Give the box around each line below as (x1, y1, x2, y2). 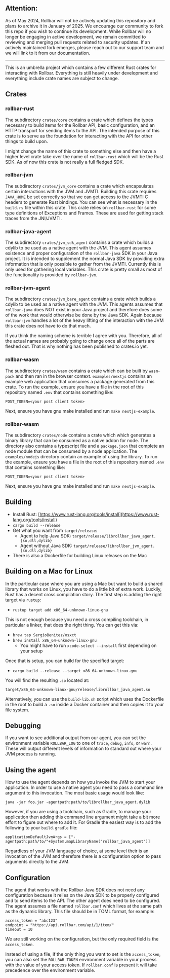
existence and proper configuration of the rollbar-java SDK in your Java (5, 250, 158, 257)
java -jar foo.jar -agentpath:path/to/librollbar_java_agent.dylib (5, 800, 151, 805)
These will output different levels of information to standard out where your (5, 745, 162, 752)
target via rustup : (5, 597, 41, 603)
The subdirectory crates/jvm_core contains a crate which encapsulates (5, 183, 154, 189)
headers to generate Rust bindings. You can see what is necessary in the (5, 199, 157, 205)
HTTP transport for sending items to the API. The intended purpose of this (5, 127, 160, 133)
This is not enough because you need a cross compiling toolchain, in (5, 616, 148, 623)
